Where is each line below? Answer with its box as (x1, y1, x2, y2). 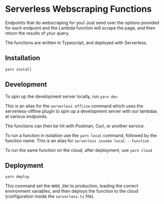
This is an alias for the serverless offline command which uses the (5, 103, 143, 109)
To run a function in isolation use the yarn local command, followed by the (5, 132, 157, 138)
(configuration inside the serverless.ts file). (5, 193, 95, 200)
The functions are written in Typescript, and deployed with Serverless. (5, 39, 148, 45)
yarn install (5, 67, 32, 72)
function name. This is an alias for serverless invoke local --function (5, 138, 150, 144)
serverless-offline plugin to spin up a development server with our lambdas (5, 108, 158, 114)
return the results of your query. (5, 30, 70, 36)
